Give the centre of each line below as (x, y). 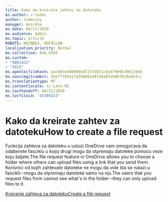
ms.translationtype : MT (31, 81)
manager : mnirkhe (24, 24)
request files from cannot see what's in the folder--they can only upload (81, 178)
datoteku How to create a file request (84, 132)
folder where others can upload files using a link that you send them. (77, 162)
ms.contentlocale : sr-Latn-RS (37, 86)
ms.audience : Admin (26, 34)
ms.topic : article (25, 39)
